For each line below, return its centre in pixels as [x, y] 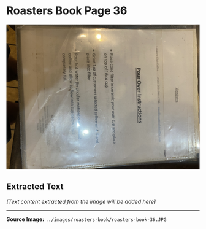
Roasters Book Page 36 [67, 11]
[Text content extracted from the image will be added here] [81, 201]
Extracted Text [35, 187]
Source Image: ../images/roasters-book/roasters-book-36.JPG [86, 219]
